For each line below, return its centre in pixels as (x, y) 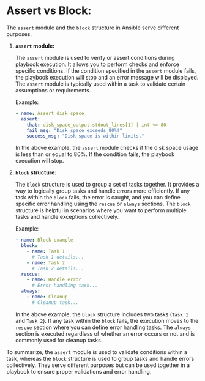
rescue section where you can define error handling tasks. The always (103, 327)
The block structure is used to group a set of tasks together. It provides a (107, 185)
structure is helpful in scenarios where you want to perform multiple (101, 210)
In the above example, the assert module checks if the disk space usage (107, 148)
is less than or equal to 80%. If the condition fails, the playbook (95, 154)
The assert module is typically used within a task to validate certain (100, 84)
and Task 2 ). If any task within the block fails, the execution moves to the (107, 320)
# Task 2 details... (58, 268)
